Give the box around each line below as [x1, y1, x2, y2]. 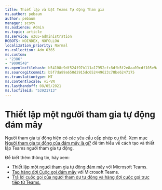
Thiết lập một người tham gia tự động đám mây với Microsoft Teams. [12, 164, 148, 170]
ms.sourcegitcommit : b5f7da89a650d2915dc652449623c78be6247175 [5, 70, 135, 75]
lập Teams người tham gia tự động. [5, 146, 74, 151]
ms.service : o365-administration [5, 34, 72, 39]
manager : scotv [5, 20, 36, 26]
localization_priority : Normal [5, 43, 68, 48]
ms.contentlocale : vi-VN [5, 79, 55, 84]
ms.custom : [5, 52, 27, 57]
